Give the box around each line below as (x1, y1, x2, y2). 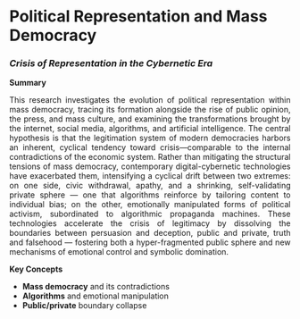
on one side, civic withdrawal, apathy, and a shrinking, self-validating (9, 180, 291, 191)
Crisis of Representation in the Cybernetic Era (9, 57, 213, 70)
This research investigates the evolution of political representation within (9, 95, 291, 105)
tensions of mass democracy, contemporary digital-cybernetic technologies (9, 161, 291, 172)
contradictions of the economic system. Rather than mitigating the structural (9, 152, 291, 163)
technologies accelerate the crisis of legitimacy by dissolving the (9, 218, 291, 229)
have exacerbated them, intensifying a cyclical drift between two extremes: (9, 171, 291, 181)
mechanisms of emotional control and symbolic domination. (9, 247, 229, 257)
